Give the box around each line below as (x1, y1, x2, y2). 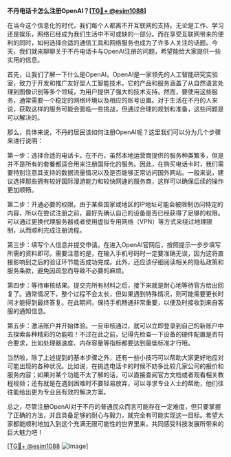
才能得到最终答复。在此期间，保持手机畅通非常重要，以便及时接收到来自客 (12, 299, 224, 306)
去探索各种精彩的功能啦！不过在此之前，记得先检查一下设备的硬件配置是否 (7, 330, 218, 338)
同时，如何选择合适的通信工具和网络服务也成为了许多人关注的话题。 (19, 39, 212, 47)
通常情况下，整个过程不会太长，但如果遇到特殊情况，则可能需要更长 (25, 290, 218, 298)
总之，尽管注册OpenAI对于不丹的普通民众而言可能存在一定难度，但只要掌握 (7, 403, 221, 410)
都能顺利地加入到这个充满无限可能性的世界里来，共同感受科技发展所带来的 (12, 420, 224, 427)
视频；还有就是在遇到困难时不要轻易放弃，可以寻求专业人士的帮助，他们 (12, 379, 218, 387)
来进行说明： (7, 137, 43, 145)
